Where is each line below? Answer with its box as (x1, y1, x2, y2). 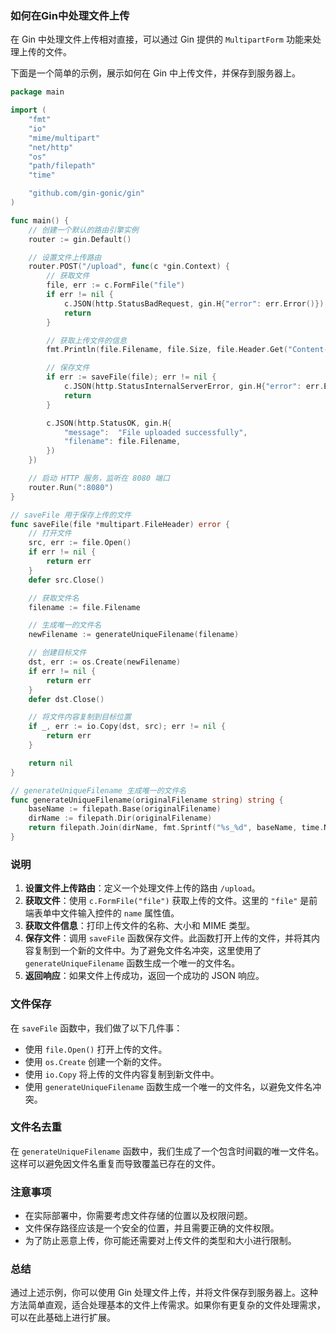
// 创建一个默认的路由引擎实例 (28, 225, 139, 235)
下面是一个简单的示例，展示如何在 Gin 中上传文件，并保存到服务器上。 (10, 67, 301, 79)
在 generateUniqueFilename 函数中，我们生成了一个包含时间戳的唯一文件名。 (10, 1145, 325, 1157)
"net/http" (28, 142, 74, 152)
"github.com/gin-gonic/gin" (28, 188, 145, 199)
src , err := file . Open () (28, 538, 132, 548)
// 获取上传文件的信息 (46, 335, 127, 346)
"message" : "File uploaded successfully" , (63, 427, 248, 437)
